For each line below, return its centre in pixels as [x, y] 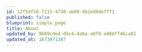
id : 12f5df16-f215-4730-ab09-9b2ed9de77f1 [60, 12]
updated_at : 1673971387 [36, 39]
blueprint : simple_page [36, 23]
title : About [23, 28]
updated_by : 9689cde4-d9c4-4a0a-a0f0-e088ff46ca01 [71, 34]
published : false [28, 17]
